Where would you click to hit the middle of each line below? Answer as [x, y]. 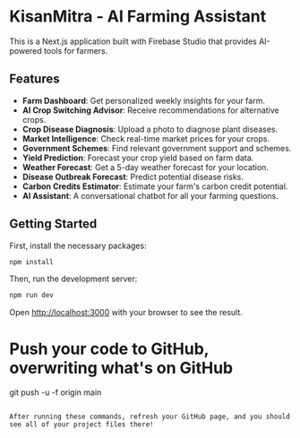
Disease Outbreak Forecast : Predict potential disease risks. [133, 176]
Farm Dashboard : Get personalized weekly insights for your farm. [144, 100]
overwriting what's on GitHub [121, 368]
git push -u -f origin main [56, 392]
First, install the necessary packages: [78, 245]
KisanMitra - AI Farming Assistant [138, 17]
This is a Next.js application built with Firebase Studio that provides [133, 41]
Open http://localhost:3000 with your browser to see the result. [126, 313]
